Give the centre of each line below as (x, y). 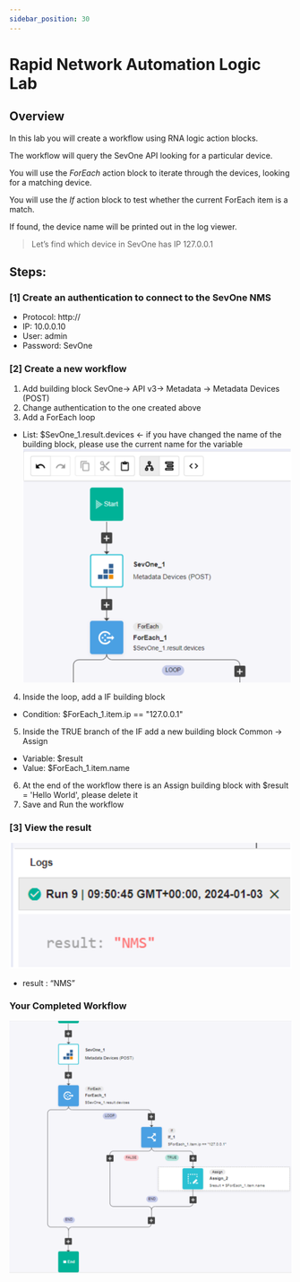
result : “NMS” (49, 983)
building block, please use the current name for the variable (133, 444)
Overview (37, 117)
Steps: (28, 272)
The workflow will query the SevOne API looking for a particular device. (141, 155)
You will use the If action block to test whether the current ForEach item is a (149, 199)
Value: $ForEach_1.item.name (76, 767)
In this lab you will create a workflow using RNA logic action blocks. (134, 138)
